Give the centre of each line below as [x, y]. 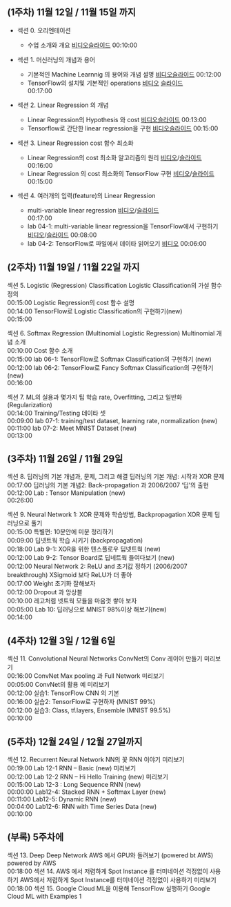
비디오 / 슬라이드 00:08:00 [62, 235]
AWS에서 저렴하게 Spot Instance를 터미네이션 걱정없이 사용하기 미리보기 [118, 879]
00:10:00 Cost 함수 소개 [40, 350]
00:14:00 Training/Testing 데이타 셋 [57, 413]
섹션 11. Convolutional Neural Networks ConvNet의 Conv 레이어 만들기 [105, 659]
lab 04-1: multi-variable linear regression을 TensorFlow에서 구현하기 [123, 226]
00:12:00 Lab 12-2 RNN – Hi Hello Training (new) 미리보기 [88, 777]
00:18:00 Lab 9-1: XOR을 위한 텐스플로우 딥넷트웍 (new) [84, 549]
